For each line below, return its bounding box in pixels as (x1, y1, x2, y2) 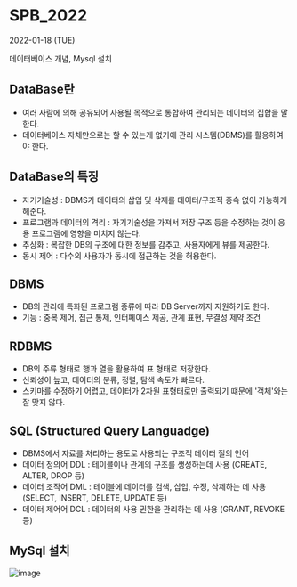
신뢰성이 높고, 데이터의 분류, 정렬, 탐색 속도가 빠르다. (21, 375, 205, 386)
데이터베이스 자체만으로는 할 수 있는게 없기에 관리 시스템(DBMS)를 (21, 129, 253, 140)
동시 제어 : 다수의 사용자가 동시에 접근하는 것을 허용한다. (21, 250, 217, 261)
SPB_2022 (9, 5, 88, 26)
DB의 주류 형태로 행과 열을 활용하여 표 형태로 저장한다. (21, 363, 211, 374)
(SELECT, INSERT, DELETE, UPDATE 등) (21, 493, 167, 503)
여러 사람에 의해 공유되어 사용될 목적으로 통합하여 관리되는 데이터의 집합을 (21, 107, 279, 118)
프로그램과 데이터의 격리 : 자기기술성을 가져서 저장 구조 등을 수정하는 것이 (21, 216, 277, 227)
